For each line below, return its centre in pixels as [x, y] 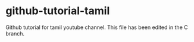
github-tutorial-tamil [58, 11]
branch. [15, 33]
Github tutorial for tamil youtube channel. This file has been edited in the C [97, 27]
